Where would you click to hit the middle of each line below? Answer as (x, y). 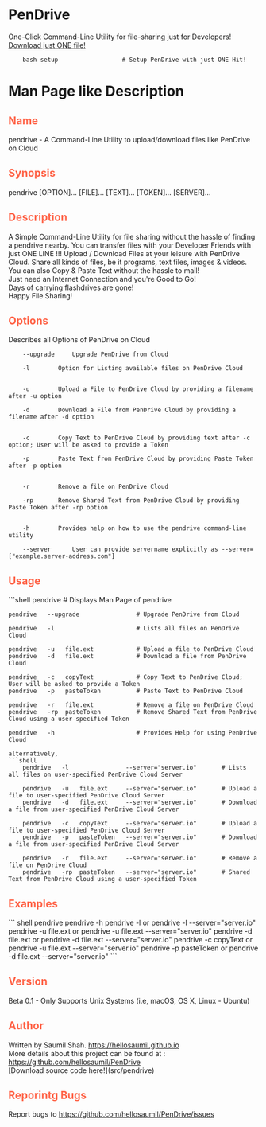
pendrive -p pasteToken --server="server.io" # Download (140, 837)
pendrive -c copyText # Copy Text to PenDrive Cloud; (126, 677)
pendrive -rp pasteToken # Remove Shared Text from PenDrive (133, 712)
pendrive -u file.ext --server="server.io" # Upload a (140, 789)
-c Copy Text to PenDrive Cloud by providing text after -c (136, 438)
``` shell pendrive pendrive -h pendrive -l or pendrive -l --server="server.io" (132, 922)
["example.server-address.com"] (62, 556)
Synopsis (32, 173)
